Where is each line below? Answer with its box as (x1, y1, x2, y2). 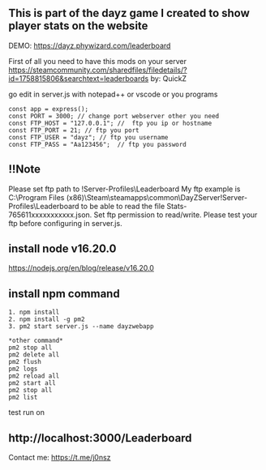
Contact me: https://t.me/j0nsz (8, 453, 111, 463)
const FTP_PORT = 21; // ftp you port (8, 126, 139, 135)
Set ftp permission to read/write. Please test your (93, 210, 258, 220)
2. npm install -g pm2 (8, 315, 85, 323)
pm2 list (8, 393, 38, 402)
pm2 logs (8, 365, 38, 374)
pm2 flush (8, 358, 42, 366)
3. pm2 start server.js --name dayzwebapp (8, 323, 154, 331)
